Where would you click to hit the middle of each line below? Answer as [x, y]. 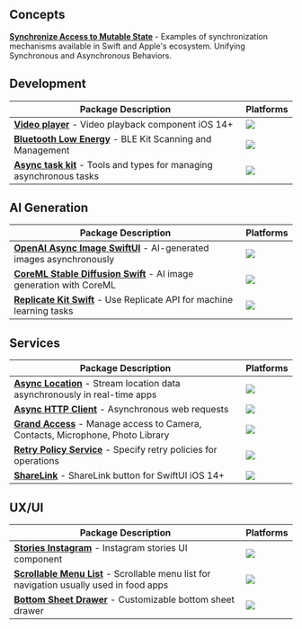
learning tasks [44, 311]
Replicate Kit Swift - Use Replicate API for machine [124, 300]
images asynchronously [64, 260]
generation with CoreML [65, 285]
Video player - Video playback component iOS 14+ [124, 124]
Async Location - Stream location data [98, 384]
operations [37, 461]
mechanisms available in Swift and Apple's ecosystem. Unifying [127, 46]
